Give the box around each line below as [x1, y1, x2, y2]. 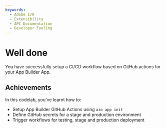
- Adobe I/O [9, 12, 35, 17]
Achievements [5, 83, 51, 92]
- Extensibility [9, 16, 43, 21]
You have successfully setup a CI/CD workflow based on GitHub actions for [5, 64, 161, 70]
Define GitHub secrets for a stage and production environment [12, 112, 141, 118]
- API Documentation [9, 21, 52, 26]
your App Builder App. [5, 69, 51, 75]
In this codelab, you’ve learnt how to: [5, 97, 81, 103]
